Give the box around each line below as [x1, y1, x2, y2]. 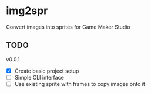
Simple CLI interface [14, 74, 65, 81]
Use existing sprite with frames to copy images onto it [14, 80, 146, 87]
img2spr [6, 4, 48, 18]
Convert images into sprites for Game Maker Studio [6, 23, 130, 30]
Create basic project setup [14, 67, 79, 74]
